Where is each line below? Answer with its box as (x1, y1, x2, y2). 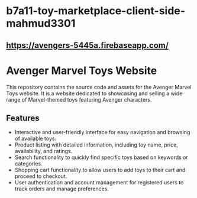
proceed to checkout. (14, 173, 67, 180)
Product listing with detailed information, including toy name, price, (14, 141, 179, 148)
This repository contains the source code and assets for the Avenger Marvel (6, 83, 192, 90)
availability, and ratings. (14, 148, 73, 155)
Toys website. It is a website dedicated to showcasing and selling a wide (6, 90, 183, 97)
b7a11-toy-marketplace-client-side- (6, 4, 185, 18)
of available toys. (14, 135, 57, 142)
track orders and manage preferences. (14, 185, 109, 193)
